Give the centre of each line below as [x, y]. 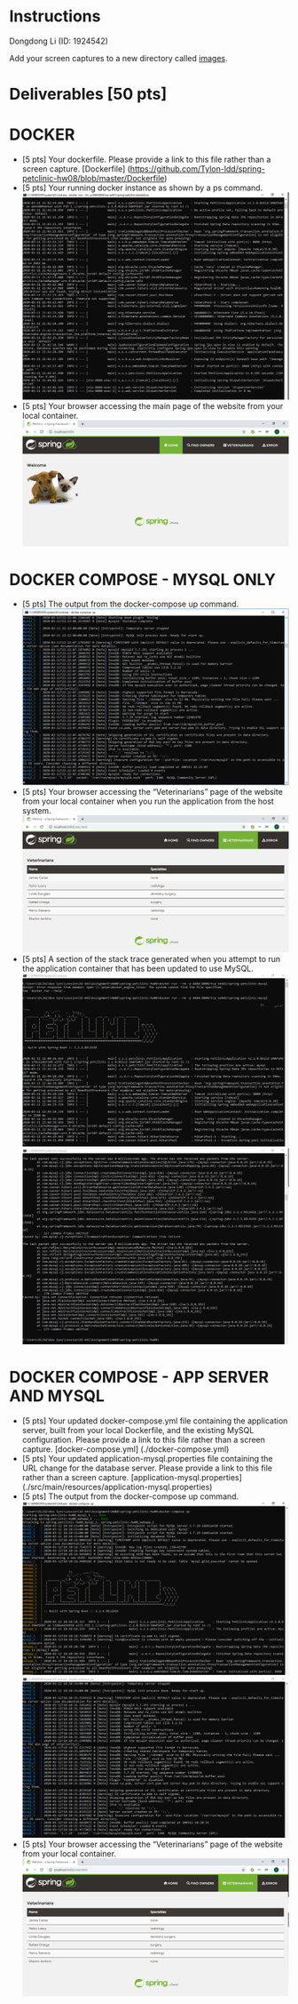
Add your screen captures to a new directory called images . [118, 58]
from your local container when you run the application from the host [148, 801]
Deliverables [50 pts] [88, 94]
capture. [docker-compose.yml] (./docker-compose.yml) [125, 1449]
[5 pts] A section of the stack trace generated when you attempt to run [151, 959]
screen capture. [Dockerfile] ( [76, 169]
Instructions [55, 16]
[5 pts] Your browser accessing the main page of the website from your [153, 405]
